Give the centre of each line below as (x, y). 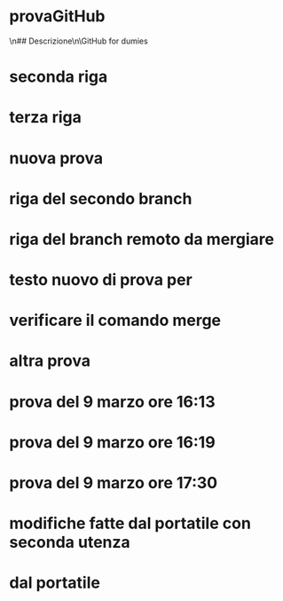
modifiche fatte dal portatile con (130, 523)
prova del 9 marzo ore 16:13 (112, 402)
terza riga (46, 118)
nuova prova (56, 158)
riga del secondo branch (101, 198)
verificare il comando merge (115, 320)
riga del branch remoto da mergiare (142, 239)
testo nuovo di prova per (101, 280)
